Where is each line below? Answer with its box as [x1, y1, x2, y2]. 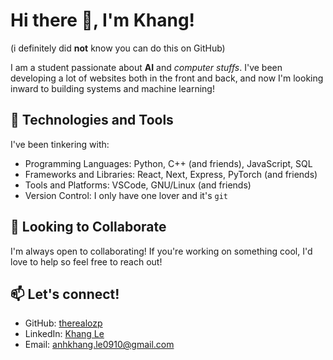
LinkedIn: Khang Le [24, 328, 105, 340]
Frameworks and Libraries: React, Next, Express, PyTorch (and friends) [24, 168, 318, 180]
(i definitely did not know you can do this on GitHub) [10, 42, 226, 54]
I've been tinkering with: [10, 138, 110, 150]
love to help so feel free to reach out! [10, 255, 163, 268]
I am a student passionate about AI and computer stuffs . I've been [10, 61, 283, 73]
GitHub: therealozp [24, 317, 103, 329]
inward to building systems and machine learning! [10, 82, 215, 94]
